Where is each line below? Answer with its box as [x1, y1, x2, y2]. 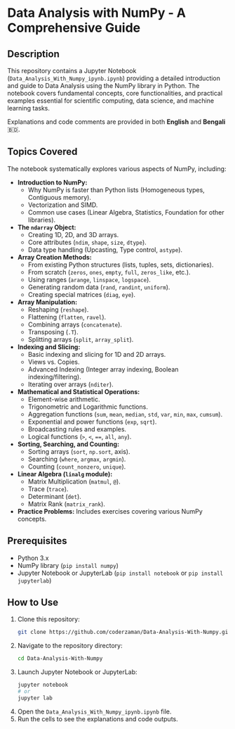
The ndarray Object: [17, 223, 76, 232]
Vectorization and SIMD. [27, 201, 98, 209]
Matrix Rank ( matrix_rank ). [27, 500, 105, 508]
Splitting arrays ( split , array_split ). [27, 335, 134, 343]
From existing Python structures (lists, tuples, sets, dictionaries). [27, 260, 214, 269]
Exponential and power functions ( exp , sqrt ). [27, 417, 157, 426]
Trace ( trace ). [27, 484, 69, 493]
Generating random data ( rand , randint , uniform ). [27, 283, 170, 291]
